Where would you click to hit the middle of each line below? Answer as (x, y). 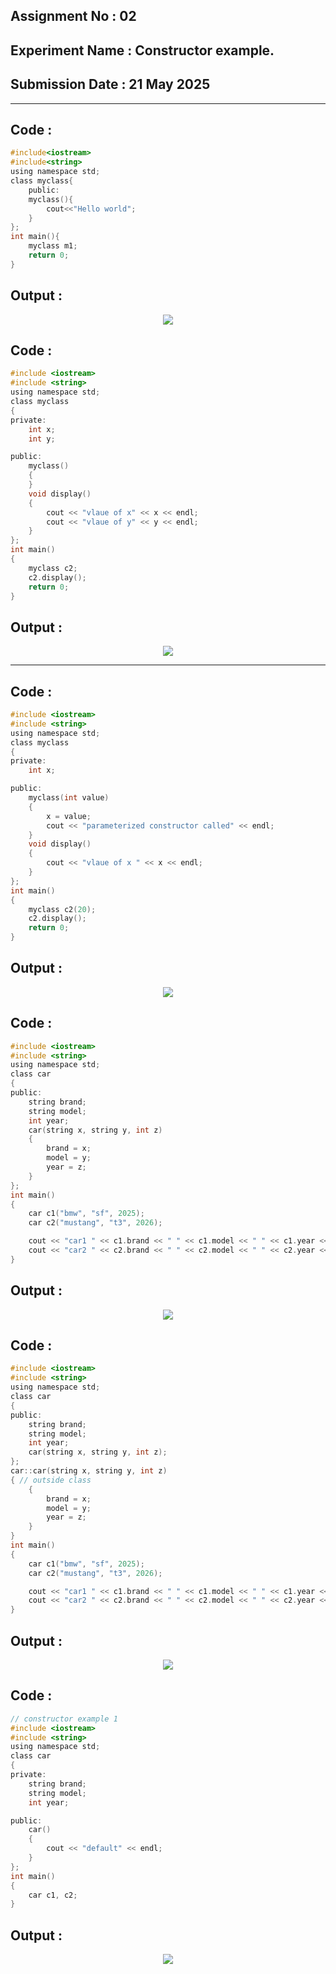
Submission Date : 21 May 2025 (110, 84)
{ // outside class (51, 1480)
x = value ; (69, 816)
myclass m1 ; (53, 246)
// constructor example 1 (64, 1719)
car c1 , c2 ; (53, 1895)
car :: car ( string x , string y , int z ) (89, 1471)
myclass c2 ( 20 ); (62, 909)
